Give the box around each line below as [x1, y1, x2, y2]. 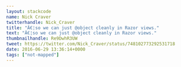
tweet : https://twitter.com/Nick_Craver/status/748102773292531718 [6, 41, 176, 47]
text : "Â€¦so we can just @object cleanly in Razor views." [6, 30, 157, 36]
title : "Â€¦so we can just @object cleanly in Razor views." [6, 24, 160, 31]
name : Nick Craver [6, 14, 51, 20]
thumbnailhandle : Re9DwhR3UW [6, 36, 78, 41]
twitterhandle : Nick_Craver [6, 19, 75, 25]
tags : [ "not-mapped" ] [6, 52, 60, 58]
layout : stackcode [6, 8, 51, 15]
